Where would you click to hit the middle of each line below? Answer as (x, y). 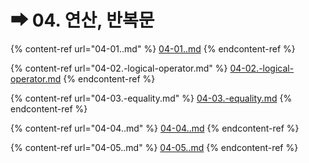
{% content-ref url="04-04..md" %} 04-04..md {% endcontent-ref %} (155, 128)
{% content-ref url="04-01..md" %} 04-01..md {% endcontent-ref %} (153, 48)
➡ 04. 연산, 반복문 (82, 20)
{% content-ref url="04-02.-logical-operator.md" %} (119, 68)
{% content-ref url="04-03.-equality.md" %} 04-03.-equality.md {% (151, 98)
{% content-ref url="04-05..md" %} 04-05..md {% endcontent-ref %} (154, 147)
